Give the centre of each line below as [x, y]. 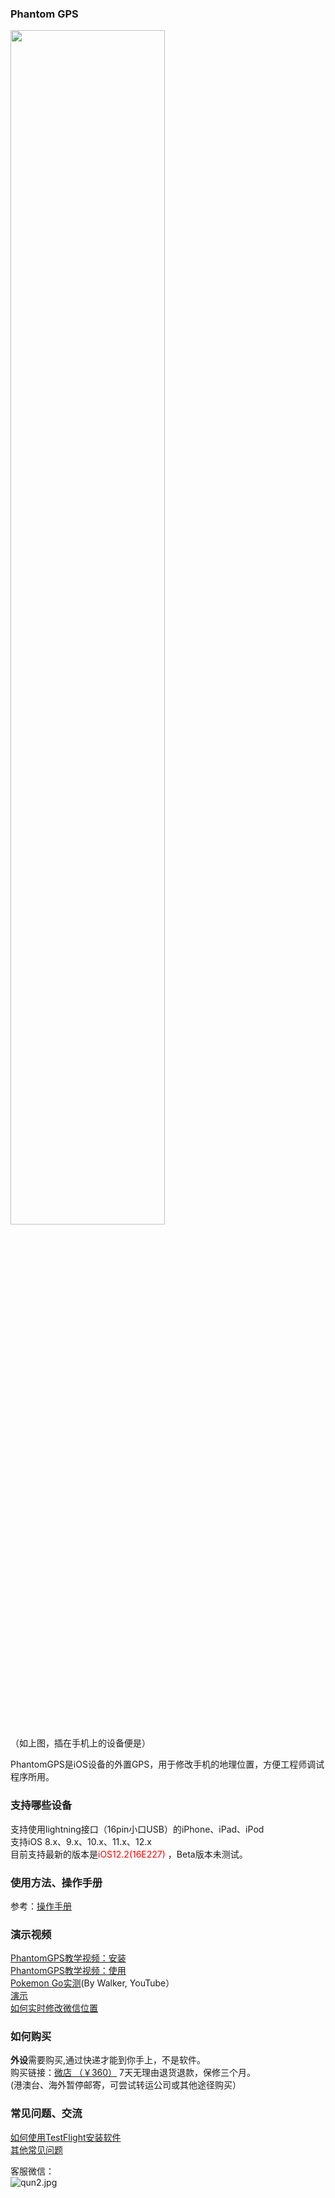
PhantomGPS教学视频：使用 [68, 1971]
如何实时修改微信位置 [54, 2008]
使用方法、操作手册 [56, 1882]
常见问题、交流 [46, 2114]
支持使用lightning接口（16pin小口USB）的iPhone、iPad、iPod [137, 1829]
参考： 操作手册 [41, 1906]
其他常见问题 [36, 2149]
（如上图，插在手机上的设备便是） [80, 1743]
